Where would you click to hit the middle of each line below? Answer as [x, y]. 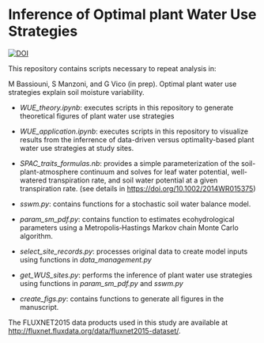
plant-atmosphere [49, 171]
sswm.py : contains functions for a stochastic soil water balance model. [135, 204]
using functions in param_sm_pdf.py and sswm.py [101, 283]
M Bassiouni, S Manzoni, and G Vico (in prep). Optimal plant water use [123, 84]
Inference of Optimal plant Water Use [132, 15]
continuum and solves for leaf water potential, [155, 171]
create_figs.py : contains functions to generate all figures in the [121, 299]
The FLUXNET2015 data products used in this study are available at [118, 322]
